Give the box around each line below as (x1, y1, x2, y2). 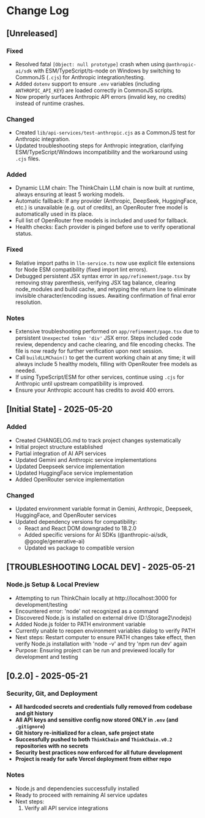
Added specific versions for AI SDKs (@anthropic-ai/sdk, (24, 531, 168, 539)
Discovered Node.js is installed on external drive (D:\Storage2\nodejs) (15, 613, 192, 621)
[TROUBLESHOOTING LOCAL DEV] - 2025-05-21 (6, 562, 195, 572)
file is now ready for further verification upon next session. (15, 348, 163, 355)
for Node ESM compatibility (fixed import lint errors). (15, 265, 148, 273)
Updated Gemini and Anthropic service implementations (15, 456, 157, 464)
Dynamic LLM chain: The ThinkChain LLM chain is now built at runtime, (15, 184, 195, 192)
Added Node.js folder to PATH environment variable (15, 620, 146, 628)
